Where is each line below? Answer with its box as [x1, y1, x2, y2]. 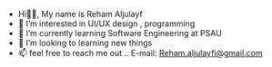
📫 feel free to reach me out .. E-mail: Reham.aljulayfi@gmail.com [17, 48, 263, 58]
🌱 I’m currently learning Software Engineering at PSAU [17, 28, 223, 38]
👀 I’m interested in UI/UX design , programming [17, 18, 196, 29]
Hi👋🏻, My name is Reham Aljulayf [17, 9, 143, 19]
